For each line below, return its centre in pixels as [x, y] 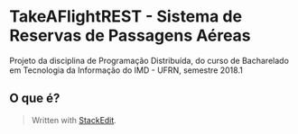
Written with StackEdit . [74, 120]
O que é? [35, 98]
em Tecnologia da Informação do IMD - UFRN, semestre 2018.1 [126, 70]
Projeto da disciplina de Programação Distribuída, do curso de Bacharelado [149, 60]
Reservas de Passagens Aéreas [130, 36]
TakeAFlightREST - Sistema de [126, 17]
